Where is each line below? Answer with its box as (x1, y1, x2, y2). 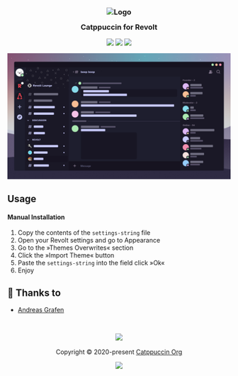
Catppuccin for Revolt (80, 22, 158, 32)
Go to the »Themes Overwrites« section (17, 243, 134, 252)
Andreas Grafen (17, 306, 64, 314)
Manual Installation (7, 213, 65, 221)
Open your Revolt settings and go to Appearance (17, 236, 161, 245)
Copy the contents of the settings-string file (17, 228, 151, 237)
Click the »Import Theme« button (17, 251, 115, 260)
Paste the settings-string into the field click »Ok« (17, 259, 165, 267)
